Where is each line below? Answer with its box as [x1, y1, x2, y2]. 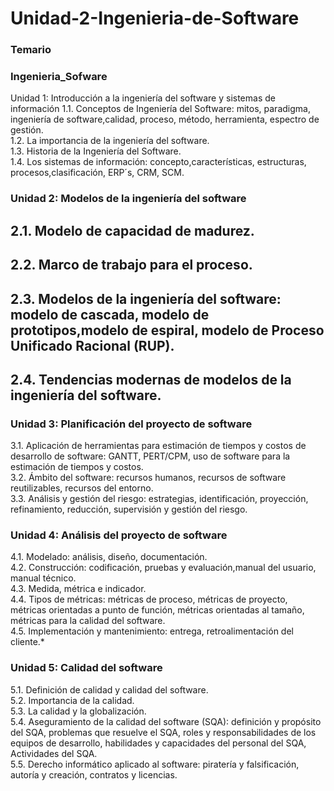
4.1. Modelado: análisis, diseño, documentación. [10, 551, 208, 563]
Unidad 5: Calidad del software [10, 661, 163, 675]
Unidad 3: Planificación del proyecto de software [10, 417, 253, 431]
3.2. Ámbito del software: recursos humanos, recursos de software [10, 472, 287, 484]
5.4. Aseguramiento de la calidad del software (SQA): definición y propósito [10, 715, 322, 727]
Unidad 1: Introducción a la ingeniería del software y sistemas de [10, 92, 276, 104]
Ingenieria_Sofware [10, 70, 108, 84]
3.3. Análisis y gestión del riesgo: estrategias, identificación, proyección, [10, 493, 309, 505]
